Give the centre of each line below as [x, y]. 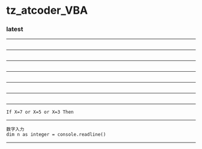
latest [15, 29]
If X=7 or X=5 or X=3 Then [40, 112]
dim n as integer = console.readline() [56, 135]
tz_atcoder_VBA [47, 10]
